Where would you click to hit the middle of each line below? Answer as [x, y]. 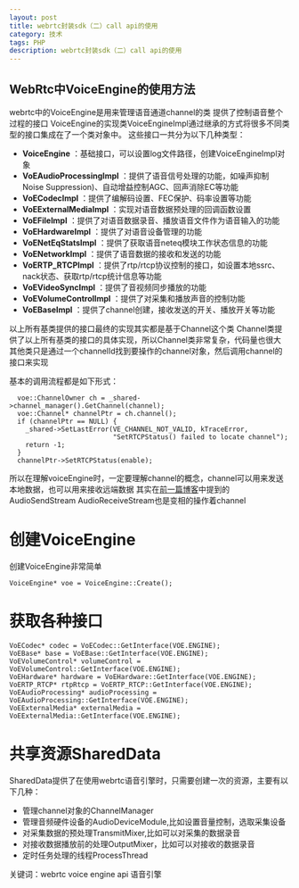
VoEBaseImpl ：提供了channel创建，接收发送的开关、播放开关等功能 [149, 310]
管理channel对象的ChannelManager [88, 810]
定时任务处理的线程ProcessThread [85, 855]
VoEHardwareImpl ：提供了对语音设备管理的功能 [112, 231]
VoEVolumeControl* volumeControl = [75, 661]
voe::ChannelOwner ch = [61, 398]
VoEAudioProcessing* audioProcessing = [83, 693]
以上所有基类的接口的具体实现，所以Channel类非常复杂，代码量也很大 [153, 339]
